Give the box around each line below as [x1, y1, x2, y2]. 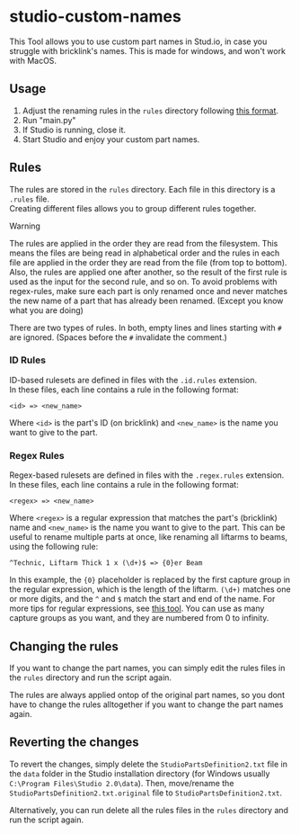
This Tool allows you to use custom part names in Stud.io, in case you [9, 36, 268, 47]
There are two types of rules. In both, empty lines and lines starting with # [9, 322, 282, 333]
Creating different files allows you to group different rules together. [9, 202, 257, 213]
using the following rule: [9, 542, 99, 552]
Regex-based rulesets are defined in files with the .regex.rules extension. [9, 470, 285, 480]
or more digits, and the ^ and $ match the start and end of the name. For [9, 594, 276, 605]
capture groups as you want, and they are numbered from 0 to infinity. [9, 613, 269, 623]
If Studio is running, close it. [22, 124, 127, 135]
